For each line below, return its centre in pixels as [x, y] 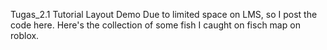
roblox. [25, 35]
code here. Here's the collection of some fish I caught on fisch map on [155, 25]
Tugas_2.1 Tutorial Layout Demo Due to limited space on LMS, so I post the [164, 14]
